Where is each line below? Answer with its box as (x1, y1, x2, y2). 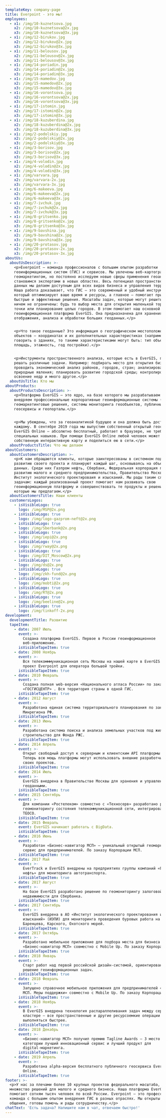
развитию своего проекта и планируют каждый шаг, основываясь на (14, 461, 152, 466)
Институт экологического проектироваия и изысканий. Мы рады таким (14, 475, 156, 480)
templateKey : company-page (5, 7, 61, 12)
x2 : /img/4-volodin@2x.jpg (14, 164, 70, 169)
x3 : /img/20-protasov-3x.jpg (14, 251, 74, 256)
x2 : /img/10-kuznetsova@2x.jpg (14, 26, 79, 31)
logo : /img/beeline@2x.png (18, 599, 74, 604)
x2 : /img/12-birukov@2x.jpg (14, 40, 72, 45)
